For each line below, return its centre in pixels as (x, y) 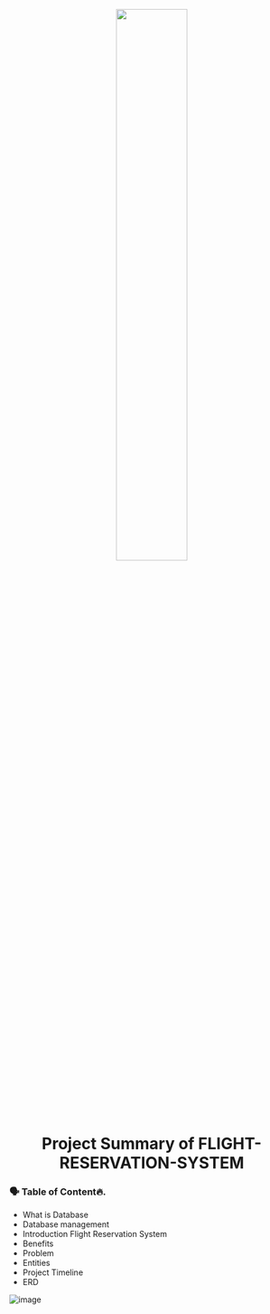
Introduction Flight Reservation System (95, 1234)
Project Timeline (53, 1272)
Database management (66, 1224)
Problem (38, 1253)
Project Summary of (118, 1144)
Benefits (38, 1243)
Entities (36, 1263)
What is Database (55, 1215)
